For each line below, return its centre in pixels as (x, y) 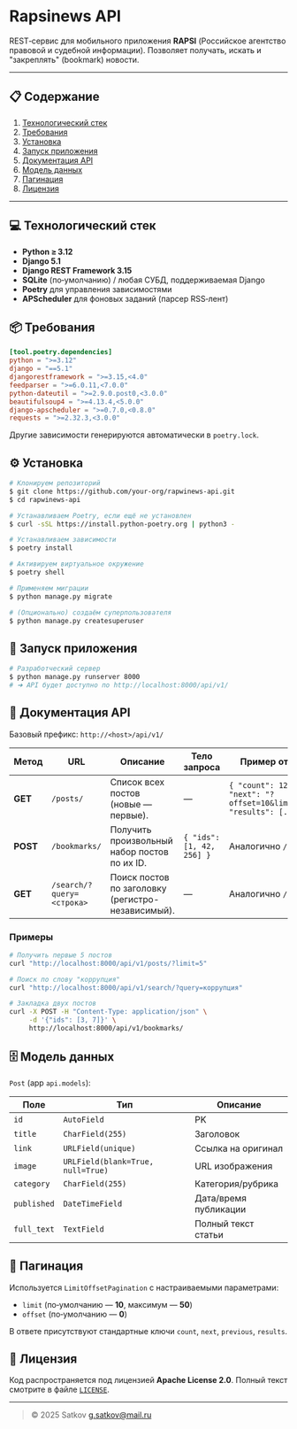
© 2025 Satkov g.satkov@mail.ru (91, 1415)
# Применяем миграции (49, 588)
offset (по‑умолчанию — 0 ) (75, 1314)
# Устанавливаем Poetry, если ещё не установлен (100, 515)
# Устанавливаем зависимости (63, 540)
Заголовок (217, 1133)
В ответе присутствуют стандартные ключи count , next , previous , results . (148, 1331)
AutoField (84, 1119)
